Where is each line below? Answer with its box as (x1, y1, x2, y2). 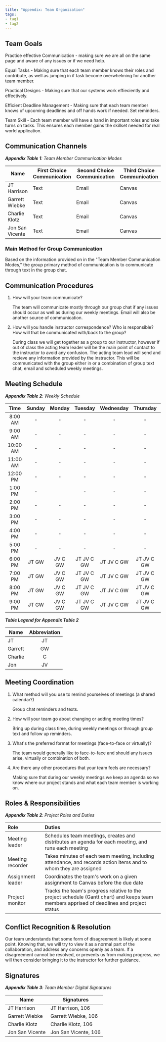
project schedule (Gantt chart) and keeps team (44, 893, 153, 900)
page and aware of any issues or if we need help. (5, 58, 106, 64)
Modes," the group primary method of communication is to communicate (5, 262, 154, 268)
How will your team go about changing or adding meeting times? (12, 716, 144, 722)
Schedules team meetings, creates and (44, 833, 135, 839)
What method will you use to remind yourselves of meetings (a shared (12, 691, 155, 697)
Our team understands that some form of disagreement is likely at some (5, 936, 152, 942)
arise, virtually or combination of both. (12, 755, 90, 761)
